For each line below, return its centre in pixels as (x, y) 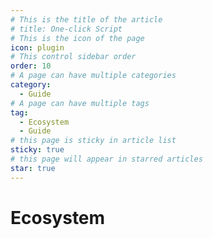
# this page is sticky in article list (93, 141)
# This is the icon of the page (77, 38)
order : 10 (31, 66)
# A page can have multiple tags (80, 103)
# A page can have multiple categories (93, 76)
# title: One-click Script (66, 29)
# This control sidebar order (73, 57)
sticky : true (37, 150)
